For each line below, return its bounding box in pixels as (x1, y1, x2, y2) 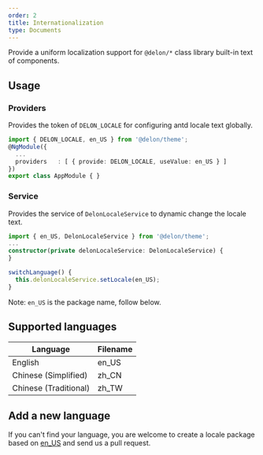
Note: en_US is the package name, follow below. (8, 297, 161, 307)
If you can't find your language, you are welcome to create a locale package (8, 430, 256, 439)
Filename (97, 343, 133, 354)
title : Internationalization (8, 19, 104, 27)
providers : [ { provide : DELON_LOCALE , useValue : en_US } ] (15, 157, 227, 165)
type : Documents (8, 26, 61, 34)
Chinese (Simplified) (12, 369, 88, 380)
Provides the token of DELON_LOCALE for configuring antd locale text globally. (8, 120, 254, 130)
